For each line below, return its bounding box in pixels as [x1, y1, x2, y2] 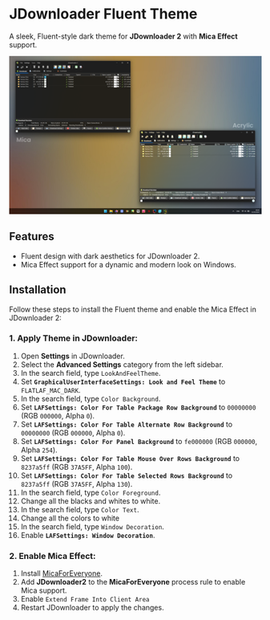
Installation [9, 283, 66, 297]
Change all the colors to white [20, 513, 119, 523]
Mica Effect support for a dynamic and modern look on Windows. [20, 259, 237, 269]
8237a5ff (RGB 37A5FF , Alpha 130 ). [20, 479, 133, 488]
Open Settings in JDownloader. [20, 351, 125, 361]
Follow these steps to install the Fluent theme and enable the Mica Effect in [9, 304, 257, 314]
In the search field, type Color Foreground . [20, 487, 161, 497]
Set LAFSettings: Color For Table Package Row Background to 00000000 [20, 402, 256, 412]
